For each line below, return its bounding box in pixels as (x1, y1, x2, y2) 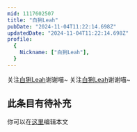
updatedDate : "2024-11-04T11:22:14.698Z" (7, 29, 129, 37)
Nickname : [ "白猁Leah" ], (19, 49, 90, 56)
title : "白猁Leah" (7, 17, 58, 24)
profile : (7, 36, 33, 43)
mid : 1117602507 (7, 10, 54, 17)
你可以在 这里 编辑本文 (7, 117, 68, 126)
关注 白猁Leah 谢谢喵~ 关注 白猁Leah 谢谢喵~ (7, 75, 131, 83)
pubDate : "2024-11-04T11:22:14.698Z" (7, 23, 117, 30)
